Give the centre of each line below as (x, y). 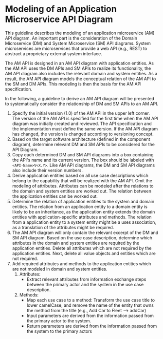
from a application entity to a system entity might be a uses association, (84, 222)
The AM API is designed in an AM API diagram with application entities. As (80, 63)
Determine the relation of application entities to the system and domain (83, 201)
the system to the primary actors (59, 331)
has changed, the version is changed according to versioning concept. (83, 134)
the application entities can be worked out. (55, 196)
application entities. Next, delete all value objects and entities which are (84, 253)
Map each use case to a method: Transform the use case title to (91, 300)
